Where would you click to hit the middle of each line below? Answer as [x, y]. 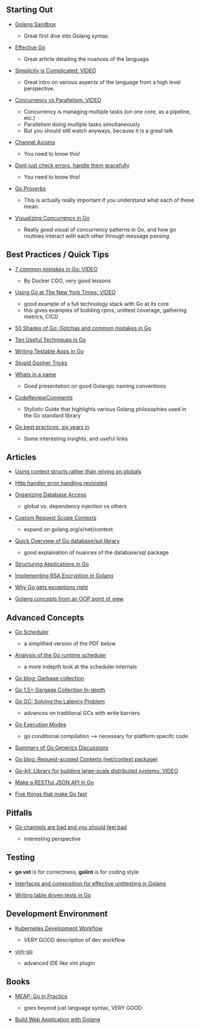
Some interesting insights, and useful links [76, 438]
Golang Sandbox [35, 24]
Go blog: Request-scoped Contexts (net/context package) [86, 759]
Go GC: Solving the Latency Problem [60, 702]
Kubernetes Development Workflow [59, 928]
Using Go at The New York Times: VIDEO [65, 292]
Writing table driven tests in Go [53, 895]
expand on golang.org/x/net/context [68, 529]
